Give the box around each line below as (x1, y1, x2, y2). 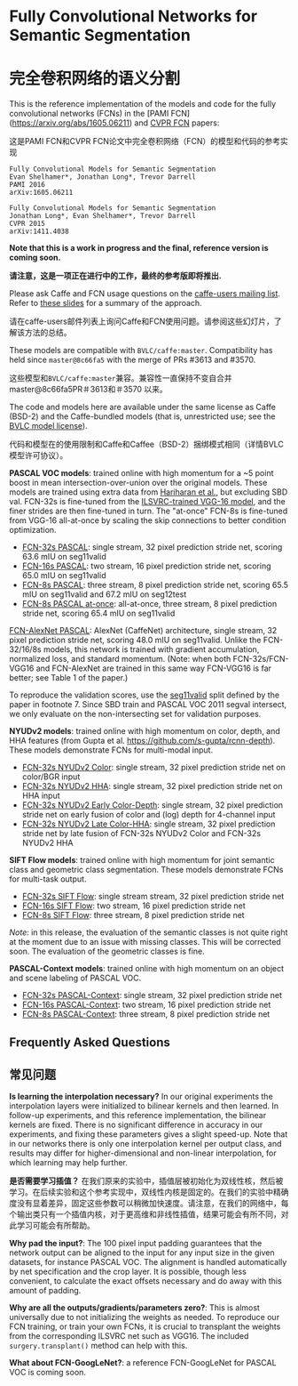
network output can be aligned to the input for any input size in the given (9, 1247, 275, 1258)
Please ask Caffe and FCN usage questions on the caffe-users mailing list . (9, 288, 281, 299)
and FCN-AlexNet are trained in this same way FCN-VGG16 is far (35, 663, 272, 673)
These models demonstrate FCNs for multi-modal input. (9, 745, 214, 755)
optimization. (9, 525, 57, 536)
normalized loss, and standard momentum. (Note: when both (9, 654, 231, 665)
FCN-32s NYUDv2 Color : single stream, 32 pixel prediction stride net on (21, 762, 286, 773)
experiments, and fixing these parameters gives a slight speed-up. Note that (9, 1129, 288, 1140)
